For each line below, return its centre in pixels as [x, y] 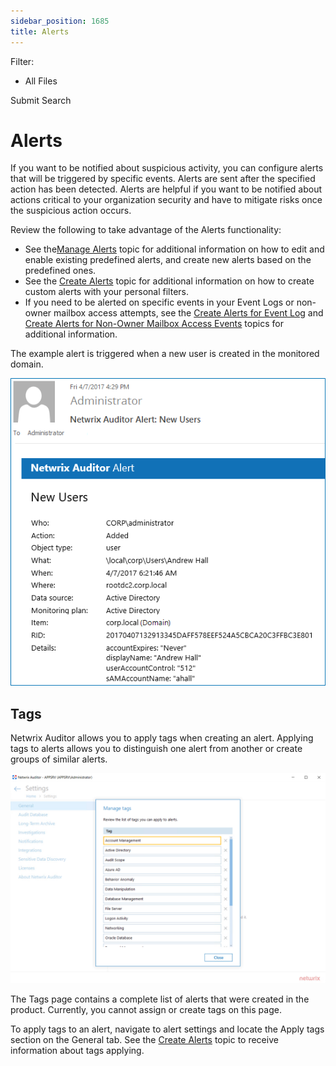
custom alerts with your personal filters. [107, 292]
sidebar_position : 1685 [60, 21]
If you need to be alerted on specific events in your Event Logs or [159, 302]
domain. [27, 364]
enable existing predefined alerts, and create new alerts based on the [168, 260]
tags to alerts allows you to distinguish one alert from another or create [156, 749]
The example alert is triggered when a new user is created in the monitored [165, 354]
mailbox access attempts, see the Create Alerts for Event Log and [188, 313]
